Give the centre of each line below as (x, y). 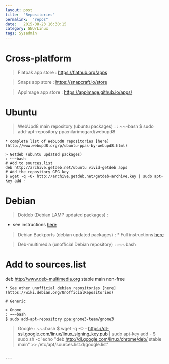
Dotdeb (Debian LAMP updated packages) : (63, 215)
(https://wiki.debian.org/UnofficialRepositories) (60, 292)
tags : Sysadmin (21, 33)
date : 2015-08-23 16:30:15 (36, 24)
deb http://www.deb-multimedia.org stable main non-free (65, 279)
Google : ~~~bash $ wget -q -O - (52, 328)
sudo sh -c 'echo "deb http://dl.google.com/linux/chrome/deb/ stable (90, 339)
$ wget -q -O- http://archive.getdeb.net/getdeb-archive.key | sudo (79, 176)
